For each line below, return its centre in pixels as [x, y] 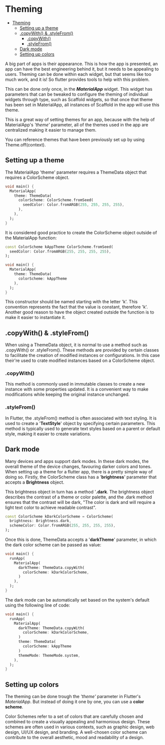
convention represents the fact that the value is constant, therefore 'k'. [77, 307]
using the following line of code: [38, 605]
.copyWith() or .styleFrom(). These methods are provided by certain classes [82, 350]
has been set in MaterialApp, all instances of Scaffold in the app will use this [82, 105]
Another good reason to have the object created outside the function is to [80, 312]
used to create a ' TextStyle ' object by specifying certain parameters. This [80, 423]
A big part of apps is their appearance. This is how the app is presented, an [82, 64]
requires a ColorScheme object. [37, 177]
